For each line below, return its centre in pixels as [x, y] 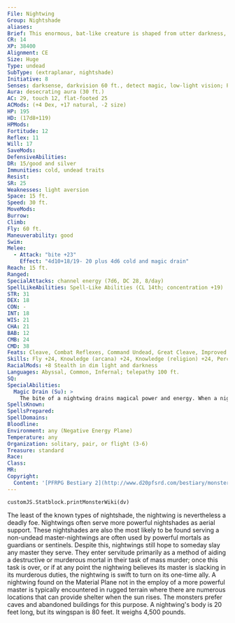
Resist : [19, 177]
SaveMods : [22, 151]
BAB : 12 [19, 333]
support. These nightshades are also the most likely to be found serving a [113, 530]
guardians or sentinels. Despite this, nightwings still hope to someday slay [114, 545]
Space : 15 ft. [28, 196]
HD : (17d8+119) [29, 118]
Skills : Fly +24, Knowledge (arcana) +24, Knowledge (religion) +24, [111, 359]
